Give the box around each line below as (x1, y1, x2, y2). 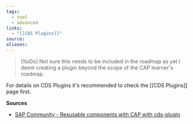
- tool (11, 14, 28, 20)
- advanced (11, 19, 38, 25)
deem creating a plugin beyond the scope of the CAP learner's (20, 64, 173, 71)
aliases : (6, 42, 28, 48)
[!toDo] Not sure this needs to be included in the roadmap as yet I (20, 57, 181, 65)
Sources (6, 99, 28, 106)
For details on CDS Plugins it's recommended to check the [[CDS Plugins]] (6, 81, 188, 89)
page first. (6, 88, 31, 95)
